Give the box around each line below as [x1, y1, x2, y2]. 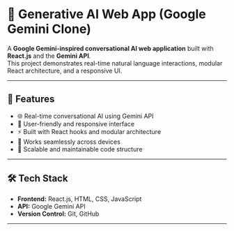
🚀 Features [7, 94, 55, 105]
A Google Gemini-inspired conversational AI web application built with [7, 44, 214, 52]
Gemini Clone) [7, 21, 92, 37]
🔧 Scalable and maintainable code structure [17, 144, 143, 153]
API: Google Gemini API [17, 202, 86, 210]
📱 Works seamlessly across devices [17, 137, 120, 146]
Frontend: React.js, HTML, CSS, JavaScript [17, 195, 142, 203]
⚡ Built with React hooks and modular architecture [17, 127, 162, 135]
